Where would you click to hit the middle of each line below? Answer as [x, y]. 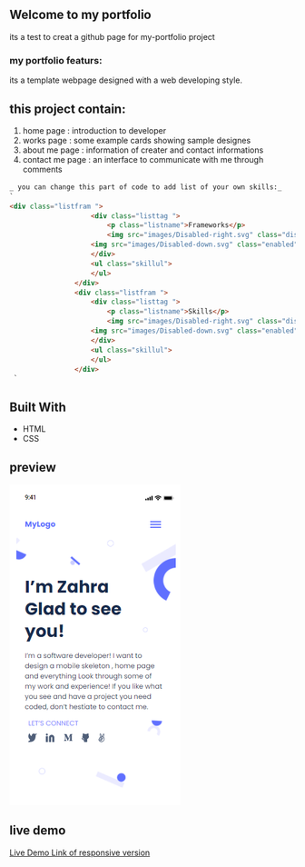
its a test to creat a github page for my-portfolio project [112, 36]
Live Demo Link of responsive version [80, 852]
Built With [38, 407]
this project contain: [68, 109]
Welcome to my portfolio [80, 15]
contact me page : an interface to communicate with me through [143, 159]
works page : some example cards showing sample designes [137, 140]
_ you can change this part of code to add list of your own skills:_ [146, 187]
